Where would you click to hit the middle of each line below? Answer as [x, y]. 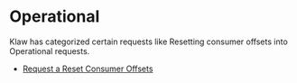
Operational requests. [50, 51]
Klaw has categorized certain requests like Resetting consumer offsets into [149, 41]
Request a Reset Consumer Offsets [88, 69]
